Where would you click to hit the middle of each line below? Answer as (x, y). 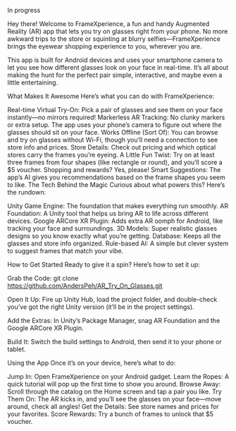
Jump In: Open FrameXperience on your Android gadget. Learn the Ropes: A (118, 376)
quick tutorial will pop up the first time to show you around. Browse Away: (114, 384)
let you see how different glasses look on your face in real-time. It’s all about (118, 67)
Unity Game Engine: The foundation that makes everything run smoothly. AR (118, 206)
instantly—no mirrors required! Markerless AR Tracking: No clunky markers (116, 117)
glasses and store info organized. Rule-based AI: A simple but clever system (118, 243)
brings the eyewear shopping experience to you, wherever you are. (105, 46)
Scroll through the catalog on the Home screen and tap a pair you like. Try (114, 391)
